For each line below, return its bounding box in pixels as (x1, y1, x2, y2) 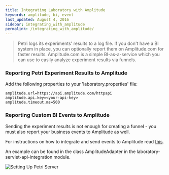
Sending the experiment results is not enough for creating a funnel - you (5, 123, 156, 129)
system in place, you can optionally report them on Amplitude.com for (17, 46, 164, 52)
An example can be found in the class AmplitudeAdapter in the (5, 148, 136, 155)
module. (53, 154, 71, 160)
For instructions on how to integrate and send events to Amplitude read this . (5, 138, 164, 144)
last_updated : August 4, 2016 (5, 17, 70, 22)
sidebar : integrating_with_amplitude (5, 21, 85, 27)
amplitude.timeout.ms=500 (5, 100, 60, 105)
